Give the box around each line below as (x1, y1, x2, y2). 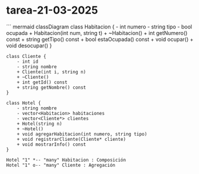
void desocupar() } (6, 42, 52, 49)
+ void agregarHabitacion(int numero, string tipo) (17, 131, 147, 137)
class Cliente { (6, 53, 46, 59)
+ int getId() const (17, 79, 68, 85)
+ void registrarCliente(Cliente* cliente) (17, 136, 127, 142)
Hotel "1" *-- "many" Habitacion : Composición (6, 157, 127, 163)
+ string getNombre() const (17, 84, 86, 91)
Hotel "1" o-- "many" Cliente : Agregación (6, 162, 116, 168)
